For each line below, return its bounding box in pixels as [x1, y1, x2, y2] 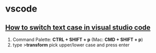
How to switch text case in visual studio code [5, 23, 151, 32]
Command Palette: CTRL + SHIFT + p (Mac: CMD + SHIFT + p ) [12, 36, 143, 42]
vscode [5, 3, 37, 15]
